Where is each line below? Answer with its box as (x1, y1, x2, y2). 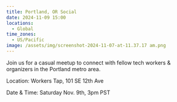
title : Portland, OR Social (6, 8, 77, 15)
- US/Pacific (11, 37, 45, 43)
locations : (6, 20, 34, 26)
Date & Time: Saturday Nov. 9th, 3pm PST (6, 89, 111, 96)
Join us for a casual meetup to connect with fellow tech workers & (6, 59, 171, 66)
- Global (11, 25, 34, 32)
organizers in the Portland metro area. (6, 65, 101, 72)
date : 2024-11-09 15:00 (6, 14, 66, 21)
